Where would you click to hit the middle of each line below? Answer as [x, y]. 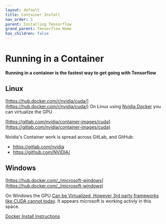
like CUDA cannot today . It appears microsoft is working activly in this [78, 201]
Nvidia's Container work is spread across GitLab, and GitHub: [70, 137]
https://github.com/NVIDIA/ [41, 152]
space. [12, 206]
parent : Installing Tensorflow [38, 24]
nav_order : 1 [19, 19]
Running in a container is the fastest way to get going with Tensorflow [81, 73]
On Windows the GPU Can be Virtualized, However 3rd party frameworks [82, 196]
